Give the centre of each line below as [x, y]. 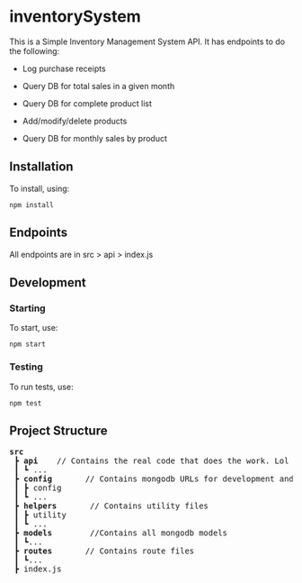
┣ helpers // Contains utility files [111, 506]
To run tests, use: [41, 387]
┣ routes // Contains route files [104, 551]
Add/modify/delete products [75, 121]
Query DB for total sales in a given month [98, 86]
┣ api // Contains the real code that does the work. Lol [151, 461]
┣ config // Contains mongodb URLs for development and [154, 479]
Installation [41, 167]
